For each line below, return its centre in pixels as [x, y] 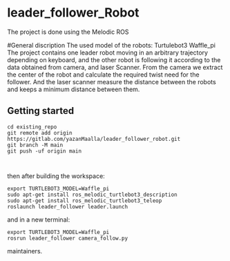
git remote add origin [40, 133]
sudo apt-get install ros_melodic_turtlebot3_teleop [85, 201]
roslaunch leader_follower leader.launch [68, 206]
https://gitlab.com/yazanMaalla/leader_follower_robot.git [94, 139]
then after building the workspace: [56, 176]
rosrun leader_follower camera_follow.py [68, 238]
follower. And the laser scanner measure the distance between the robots [112, 81]
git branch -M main [35, 145]
